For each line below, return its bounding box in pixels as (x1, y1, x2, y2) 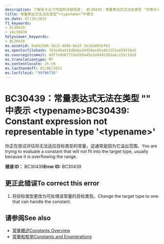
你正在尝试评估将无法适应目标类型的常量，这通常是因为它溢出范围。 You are (5, 143, 158, 149)
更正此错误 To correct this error (5, 179, 100, 188)
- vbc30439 (5, 30, 27, 35)
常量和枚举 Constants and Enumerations (12, 234, 92, 240)
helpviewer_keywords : (5, 35, 49, 39)
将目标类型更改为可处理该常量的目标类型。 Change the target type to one (12, 193, 159, 199)
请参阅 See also (5, 214, 51, 222)
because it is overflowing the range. (5, 153, 77, 159)
